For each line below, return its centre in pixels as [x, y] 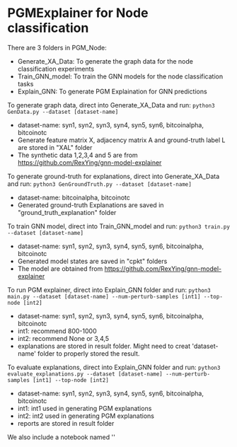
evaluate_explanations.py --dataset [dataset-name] [85, 374]
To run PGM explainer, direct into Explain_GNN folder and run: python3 [109, 290]
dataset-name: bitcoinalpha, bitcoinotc [74, 197]
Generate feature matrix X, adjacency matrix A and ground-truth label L [121, 140]
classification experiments [56, 69]
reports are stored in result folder [66, 423]
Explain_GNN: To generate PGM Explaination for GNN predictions [112, 91]
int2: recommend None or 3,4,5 [63, 338]
